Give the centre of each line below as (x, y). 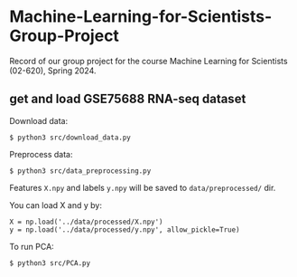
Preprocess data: (41, 154)
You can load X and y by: (56, 205)
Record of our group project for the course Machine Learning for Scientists (148, 61)
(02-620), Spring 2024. (53, 71)
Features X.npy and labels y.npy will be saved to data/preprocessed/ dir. (143, 187)
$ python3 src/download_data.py (70, 138)
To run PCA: (32, 246)
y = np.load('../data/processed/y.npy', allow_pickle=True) (125, 229)
